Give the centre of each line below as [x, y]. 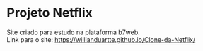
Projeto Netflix [50, 13]
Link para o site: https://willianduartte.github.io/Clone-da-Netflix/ [101, 39]
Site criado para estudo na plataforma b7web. [74, 32]
